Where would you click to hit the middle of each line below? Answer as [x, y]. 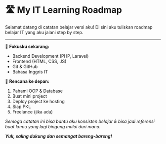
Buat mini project [30, 96]
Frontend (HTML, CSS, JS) [39, 61]
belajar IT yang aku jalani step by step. [44, 32]
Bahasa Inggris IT [30, 72]
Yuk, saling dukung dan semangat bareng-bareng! [59, 136]
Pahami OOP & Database [38, 91]
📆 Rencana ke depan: [27, 81]
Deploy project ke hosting [39, 101]
